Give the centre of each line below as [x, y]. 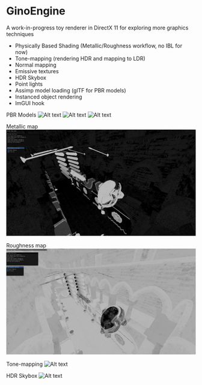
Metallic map [22, 126]
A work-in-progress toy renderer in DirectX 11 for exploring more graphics [97, 28]
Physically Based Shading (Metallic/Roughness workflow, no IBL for [98, 46]
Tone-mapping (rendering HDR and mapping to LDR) [80, 58]
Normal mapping [36, 65]
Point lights [29, 84]
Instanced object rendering [48, 97]
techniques [20, 34]
